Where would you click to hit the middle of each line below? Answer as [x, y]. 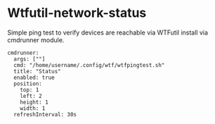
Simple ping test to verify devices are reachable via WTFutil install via [108, 32]
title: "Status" [37, 71]
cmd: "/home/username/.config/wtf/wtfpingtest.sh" [89, 65]
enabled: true [34, 77]
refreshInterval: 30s [45, 114]
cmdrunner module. [36, 39]
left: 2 [31, 96]
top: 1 [30, 89]
